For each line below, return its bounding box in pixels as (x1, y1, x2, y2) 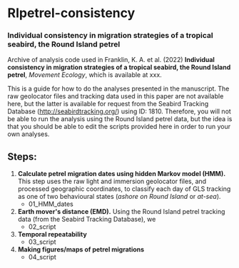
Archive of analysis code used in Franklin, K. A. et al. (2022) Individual (7, 56, 215, 64)
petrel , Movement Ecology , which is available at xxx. (7, 71, 162, 79)
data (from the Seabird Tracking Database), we (17, 215, 156, 224)
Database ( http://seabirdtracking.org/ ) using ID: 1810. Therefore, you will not (7, 107, 232, 115)
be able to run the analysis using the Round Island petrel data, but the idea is (7, 115, 233, 123)
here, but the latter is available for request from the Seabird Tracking (7, 100, 209, 108)
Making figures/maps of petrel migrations (17, 245, 145, 254)
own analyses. (7, 130, 50, 138)
